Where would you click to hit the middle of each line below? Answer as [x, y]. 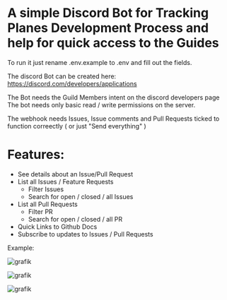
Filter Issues [46, 189]
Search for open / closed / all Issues [81, 196]
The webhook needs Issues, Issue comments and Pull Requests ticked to [113, 119]
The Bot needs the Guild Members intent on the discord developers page [113, 97]
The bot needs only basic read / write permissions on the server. [101, 104]
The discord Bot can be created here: [62, 76]
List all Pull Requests [47, 204]
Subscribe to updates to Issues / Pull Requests [85, 234]
